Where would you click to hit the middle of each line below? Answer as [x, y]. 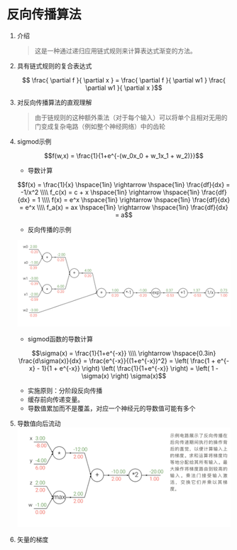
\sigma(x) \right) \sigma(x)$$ [124, 376]
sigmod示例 [34, 141]
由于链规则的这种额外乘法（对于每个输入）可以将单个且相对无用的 [131, 117]
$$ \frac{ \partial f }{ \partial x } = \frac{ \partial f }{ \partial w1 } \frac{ [124, 80]
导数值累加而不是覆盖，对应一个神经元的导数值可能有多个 [111, 408]
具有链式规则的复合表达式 [54, 65]
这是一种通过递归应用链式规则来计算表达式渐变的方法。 [115, 51]
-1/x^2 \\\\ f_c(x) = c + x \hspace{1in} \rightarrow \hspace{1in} [110, 192]
